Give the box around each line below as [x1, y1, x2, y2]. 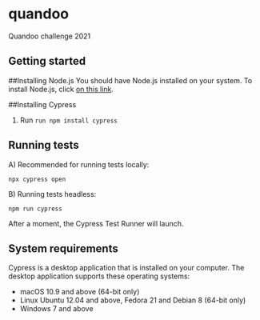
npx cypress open [8, 175, 66, 183]
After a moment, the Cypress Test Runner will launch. [8, 218, 184, 228]
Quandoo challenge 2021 [8, 31, 91, 41]
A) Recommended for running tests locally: [8, 159, 150, 169]
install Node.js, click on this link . [8, 84, 114, 94]
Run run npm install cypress [19, 115, 118, 125]
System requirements [8, 242, 118, 255]
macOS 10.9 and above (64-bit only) [19, 287, 140, 297]
